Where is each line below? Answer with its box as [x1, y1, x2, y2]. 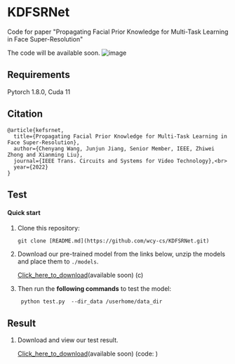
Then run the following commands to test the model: [17, 285, 172, 293]
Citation [7, 108, 43, 120]
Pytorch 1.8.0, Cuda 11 [7, 87, 71, 96]
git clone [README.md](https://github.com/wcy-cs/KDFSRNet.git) [17, 238, 210, 245]
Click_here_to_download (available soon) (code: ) [17, 349, 159, 358]
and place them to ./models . [17, 257, 99, 266]
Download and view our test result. [17, 335, 119, 344]
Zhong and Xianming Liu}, [7, 151, 83, 158]
